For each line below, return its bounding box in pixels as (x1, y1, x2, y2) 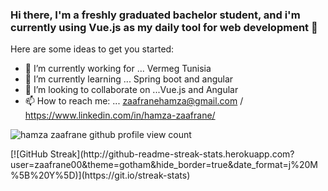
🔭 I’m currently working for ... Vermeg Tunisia (24, 63, 212, 75)
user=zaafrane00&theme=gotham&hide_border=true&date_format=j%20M (10, 159, 318, 171)
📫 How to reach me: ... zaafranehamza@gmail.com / (24, 95, 244, 107)
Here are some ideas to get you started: (10, 43, 175, 55)
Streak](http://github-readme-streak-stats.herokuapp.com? (49, 148, 295, 160)
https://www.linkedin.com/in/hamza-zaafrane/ (24, 109, 216, 122)
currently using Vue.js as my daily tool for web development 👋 (10, 20, 318, 34)
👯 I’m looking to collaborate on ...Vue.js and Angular (24, 84, 239, 96)
